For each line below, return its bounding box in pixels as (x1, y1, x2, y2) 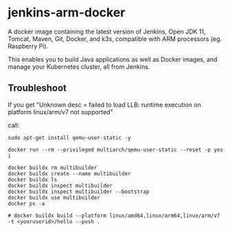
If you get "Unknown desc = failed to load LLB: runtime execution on (8, 101, 201, 109)
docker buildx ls (8, 176, 58, 183)
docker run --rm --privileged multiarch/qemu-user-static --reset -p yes (8, 146, 224, 153)
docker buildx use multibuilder (8, 194, 100, 201)
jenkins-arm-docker (8, 5, 126, 21)
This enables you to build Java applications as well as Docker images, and (8, 55, 218, 63)
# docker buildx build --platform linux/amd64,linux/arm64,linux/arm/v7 (8, 212, 220, 219)
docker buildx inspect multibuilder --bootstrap (8, 188, 150, 195)
